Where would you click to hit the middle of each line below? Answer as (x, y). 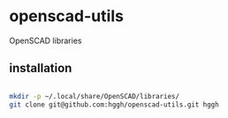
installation (41, 68)
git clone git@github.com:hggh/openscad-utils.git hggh (114, 104)
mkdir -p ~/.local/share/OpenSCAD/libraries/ (94, 96)
